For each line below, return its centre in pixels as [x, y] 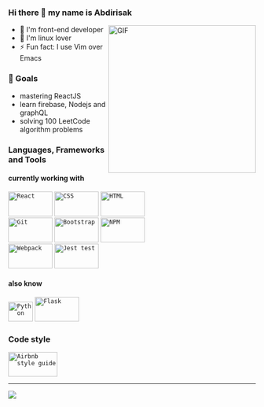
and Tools [27, 159]
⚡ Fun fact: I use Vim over [61, 47]
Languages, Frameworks [56, 150]
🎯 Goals [23, 79]
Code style [29, 339]
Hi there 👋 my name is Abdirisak [70, 13]
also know [25, 283]
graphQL [34, 113]
